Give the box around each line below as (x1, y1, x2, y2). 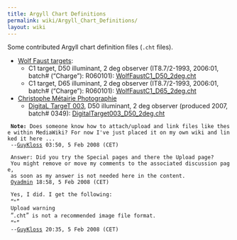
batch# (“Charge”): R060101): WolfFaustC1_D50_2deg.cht (28, 72, 197, 80)
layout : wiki (7, 23, 46, 30)
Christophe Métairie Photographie (17, 94, 117, 103)
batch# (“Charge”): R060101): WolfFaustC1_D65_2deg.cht (28, 86, 197, 96)
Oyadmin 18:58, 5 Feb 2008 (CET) (10, 178, 110, 186)
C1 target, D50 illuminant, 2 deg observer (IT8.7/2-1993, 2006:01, (28, 64, 219, 73)
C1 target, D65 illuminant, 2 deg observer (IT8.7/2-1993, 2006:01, (28, 79, 219, 88)
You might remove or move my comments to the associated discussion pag (10, 160, 231, 167)
